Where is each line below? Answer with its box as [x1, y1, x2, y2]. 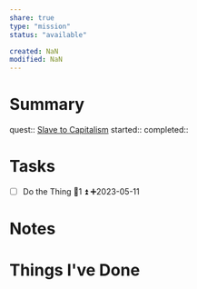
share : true [9, 13, 54, 23]
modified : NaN [9, 55, 64, 65]
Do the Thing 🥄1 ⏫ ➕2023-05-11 [22, 186, 140, 196]
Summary [9, 95, 84, 115]
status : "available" [9, 30, 88, 39]
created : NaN [9, 46, 59, 55]
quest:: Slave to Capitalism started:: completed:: [9, 125, 189, 135]
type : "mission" [9, 22, 71, 31]
